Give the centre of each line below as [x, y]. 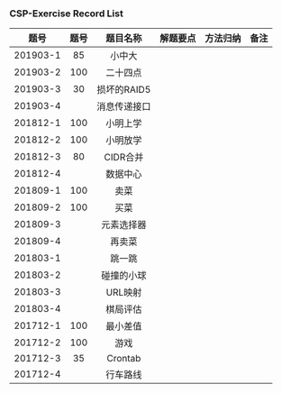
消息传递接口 [124, 106]
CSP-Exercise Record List [66, 14]
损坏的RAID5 [124, 90]
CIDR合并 [124, 158]
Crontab [124, 359]
